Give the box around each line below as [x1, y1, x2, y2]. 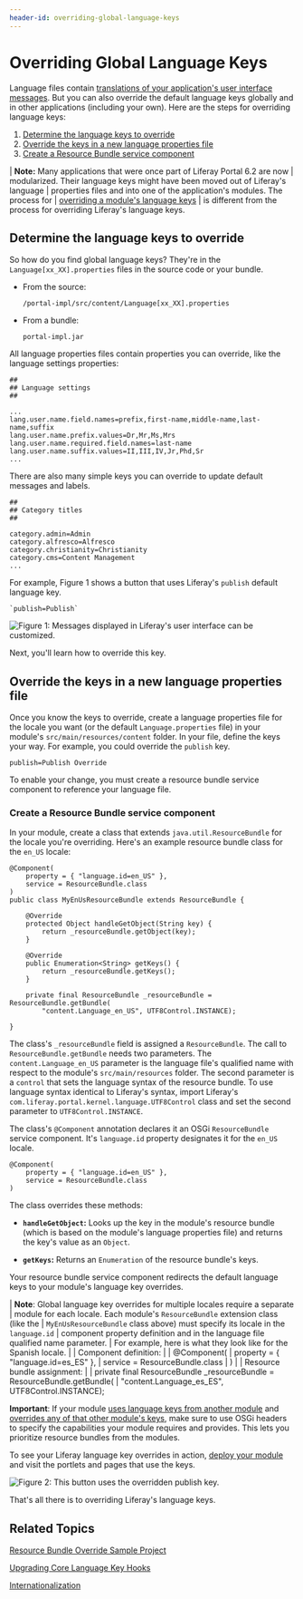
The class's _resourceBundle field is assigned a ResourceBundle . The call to [9, 1039, 288, 1050]
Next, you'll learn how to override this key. [9, 647, 166, 658]
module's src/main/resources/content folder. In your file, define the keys [9, 732, 280, 742]
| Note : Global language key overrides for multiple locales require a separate [9, 1299, 294, 1310]
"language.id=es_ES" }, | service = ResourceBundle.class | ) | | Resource [9, 1357, 280, 1368]
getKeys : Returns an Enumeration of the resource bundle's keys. [22, 1255, 260, 1265]
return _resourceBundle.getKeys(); [42, 967, 176, 976]
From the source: [22, 282, 87, 293]
